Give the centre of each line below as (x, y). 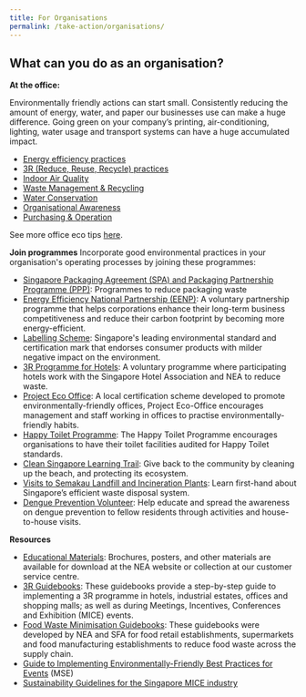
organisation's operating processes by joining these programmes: (133, 262)
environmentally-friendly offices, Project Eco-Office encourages (143, 405)
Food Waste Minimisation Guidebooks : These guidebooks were (141, 625)
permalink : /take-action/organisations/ (87, 26)
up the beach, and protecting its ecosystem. (105, 474)
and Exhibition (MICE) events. (78, 615)
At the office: (35, 85)
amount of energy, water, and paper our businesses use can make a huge (148, 113)
